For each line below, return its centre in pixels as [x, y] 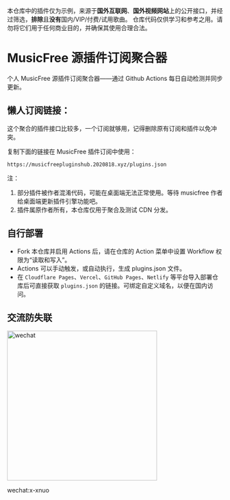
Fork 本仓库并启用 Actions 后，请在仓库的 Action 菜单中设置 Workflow [115, 251]
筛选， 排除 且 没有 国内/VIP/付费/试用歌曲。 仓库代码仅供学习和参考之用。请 [118, 19]
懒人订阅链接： [39, 111]
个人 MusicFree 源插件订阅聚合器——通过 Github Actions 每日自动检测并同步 [115, 78]
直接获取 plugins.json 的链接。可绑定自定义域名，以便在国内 [121, 285]
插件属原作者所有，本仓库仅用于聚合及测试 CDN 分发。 [94, 210]
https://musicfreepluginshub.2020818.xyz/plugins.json [87, 164]
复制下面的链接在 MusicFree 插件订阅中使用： [72, 151]
